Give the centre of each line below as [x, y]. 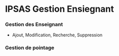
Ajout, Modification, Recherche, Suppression [57, 35]
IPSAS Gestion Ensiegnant [59, 9]
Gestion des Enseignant [34, 25]
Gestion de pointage [30, 48]
